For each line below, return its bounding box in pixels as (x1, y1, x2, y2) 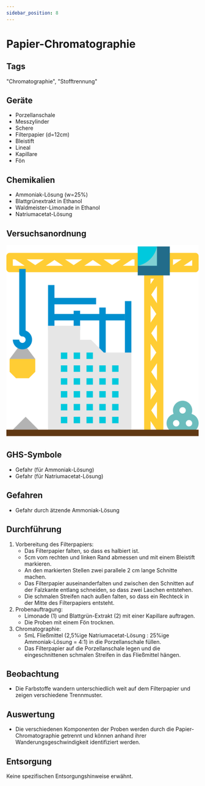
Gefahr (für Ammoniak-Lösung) (15, 466, 95, 473)
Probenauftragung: (15, 605, 63, 613)
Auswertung (6, 709, 55, 719)
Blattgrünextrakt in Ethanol (15, 198, 82, 205)
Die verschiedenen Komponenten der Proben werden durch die (15, 725, 174, 733)
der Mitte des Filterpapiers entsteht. (24, 599, 115, 606)
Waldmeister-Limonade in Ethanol (15, 204, 101, 211)
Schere (15, 124, 34, 132)
